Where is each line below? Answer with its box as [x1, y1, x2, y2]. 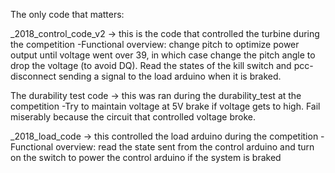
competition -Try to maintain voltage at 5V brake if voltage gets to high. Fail [10, 100, 321, 112]
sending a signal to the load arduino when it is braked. [58, 70, 282, 82]
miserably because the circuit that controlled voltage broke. [10, 111, 256, 123]
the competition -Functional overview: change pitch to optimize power [10, 39, 300, 50]
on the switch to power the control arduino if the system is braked [10, 152, 282, 163]
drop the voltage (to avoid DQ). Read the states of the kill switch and [10, 60, 292, 71]
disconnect [10, 70, 57, 82]
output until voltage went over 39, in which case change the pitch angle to [10, 49, 316, 61]
